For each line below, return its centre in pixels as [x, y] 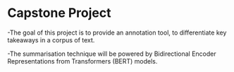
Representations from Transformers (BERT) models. [82, 61]
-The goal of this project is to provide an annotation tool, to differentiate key [117, 32]
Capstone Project [59, 13]
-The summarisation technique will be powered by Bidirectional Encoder [112, 54]
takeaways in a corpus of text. [51, 40]
